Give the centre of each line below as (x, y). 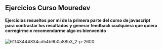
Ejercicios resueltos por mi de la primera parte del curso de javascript (78, 20)
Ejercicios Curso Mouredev (48, 8)
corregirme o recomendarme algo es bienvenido (56, 31)
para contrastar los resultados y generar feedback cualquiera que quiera (81, 25)
